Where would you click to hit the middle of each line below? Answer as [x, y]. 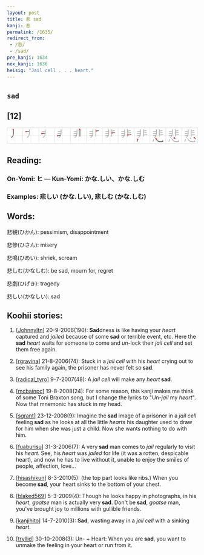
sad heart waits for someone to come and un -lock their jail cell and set [104, 343]
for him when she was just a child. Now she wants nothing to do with [101, 429]
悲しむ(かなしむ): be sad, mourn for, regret [60, 270]
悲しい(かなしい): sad [34, 296]
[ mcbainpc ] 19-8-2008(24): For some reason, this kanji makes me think [105, 391]
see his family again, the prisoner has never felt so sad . [84, 368]
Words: [21, 217]
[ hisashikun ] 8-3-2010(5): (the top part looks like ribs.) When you [97, 478]
